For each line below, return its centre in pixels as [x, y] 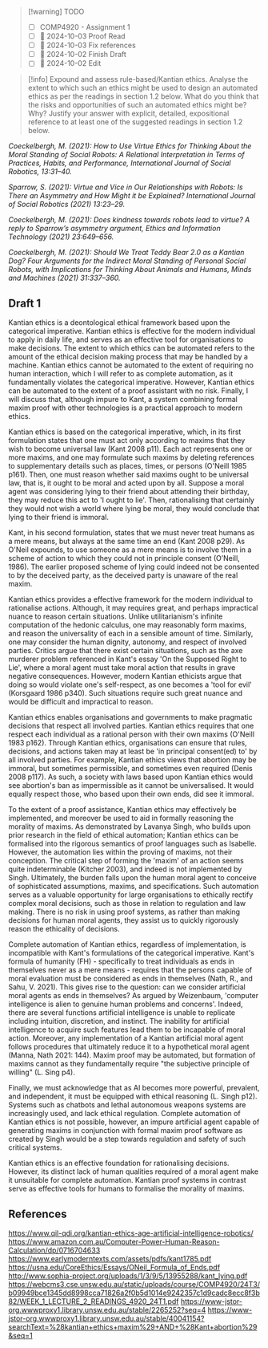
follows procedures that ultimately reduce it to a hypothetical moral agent [129, 1047]
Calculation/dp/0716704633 [54, 1250]
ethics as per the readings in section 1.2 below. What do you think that [143, 96]
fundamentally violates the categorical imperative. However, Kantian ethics [131, 382]
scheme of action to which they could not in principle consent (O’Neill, [124, 558]
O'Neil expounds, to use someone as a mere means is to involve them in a [130, 550]
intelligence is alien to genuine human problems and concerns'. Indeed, [126, 1004]
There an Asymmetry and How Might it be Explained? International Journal [132, 196]
